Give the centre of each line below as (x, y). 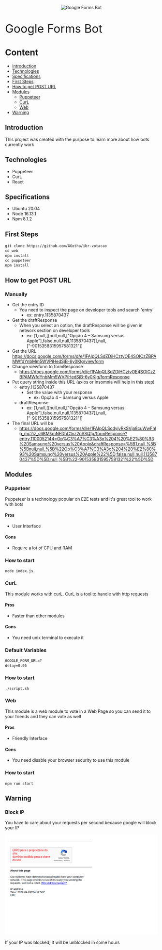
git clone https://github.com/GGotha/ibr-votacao (56, 246)
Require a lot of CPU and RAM (42, 548)
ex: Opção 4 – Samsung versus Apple (71, 397)
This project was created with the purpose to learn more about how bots (77, 139)
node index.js (19, 571)
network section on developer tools (55, 330)
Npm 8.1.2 (22, 219)
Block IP (15, 812)
